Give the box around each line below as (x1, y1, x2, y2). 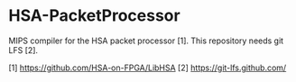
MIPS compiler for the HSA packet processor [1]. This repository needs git (8, 35, 284, 46)
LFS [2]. (8, 44, 38, 55)
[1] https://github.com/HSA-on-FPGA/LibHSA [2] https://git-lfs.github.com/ (8, 62, 287, 73)
